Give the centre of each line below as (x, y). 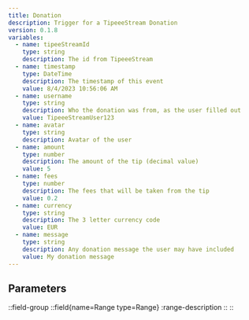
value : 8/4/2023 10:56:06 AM (70, 88)
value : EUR (40, 228)
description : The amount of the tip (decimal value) (111, 162)
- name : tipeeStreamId (52, 45)
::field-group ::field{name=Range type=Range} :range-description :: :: (121, 307)
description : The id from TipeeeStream (88, 60)
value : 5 (37, 169)
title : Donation (35, 15)
